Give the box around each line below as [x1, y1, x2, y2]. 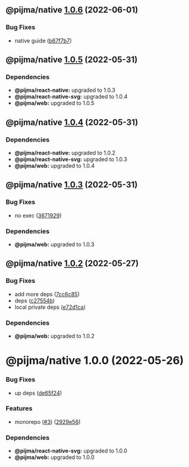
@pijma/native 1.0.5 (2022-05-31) [5, 55, 138, 65]
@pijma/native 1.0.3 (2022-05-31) [5, 179, 138, 190]
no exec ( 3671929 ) [14, 212, 62, 219]
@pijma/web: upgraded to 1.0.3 [14, 241, 95, 248]
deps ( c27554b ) [14, 297, 55, 304]
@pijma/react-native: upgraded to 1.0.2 [14, 149, 116, 157]
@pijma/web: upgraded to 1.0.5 [14, 100, 95, 107]
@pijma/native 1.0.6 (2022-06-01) [5, 5, 139, 15]
